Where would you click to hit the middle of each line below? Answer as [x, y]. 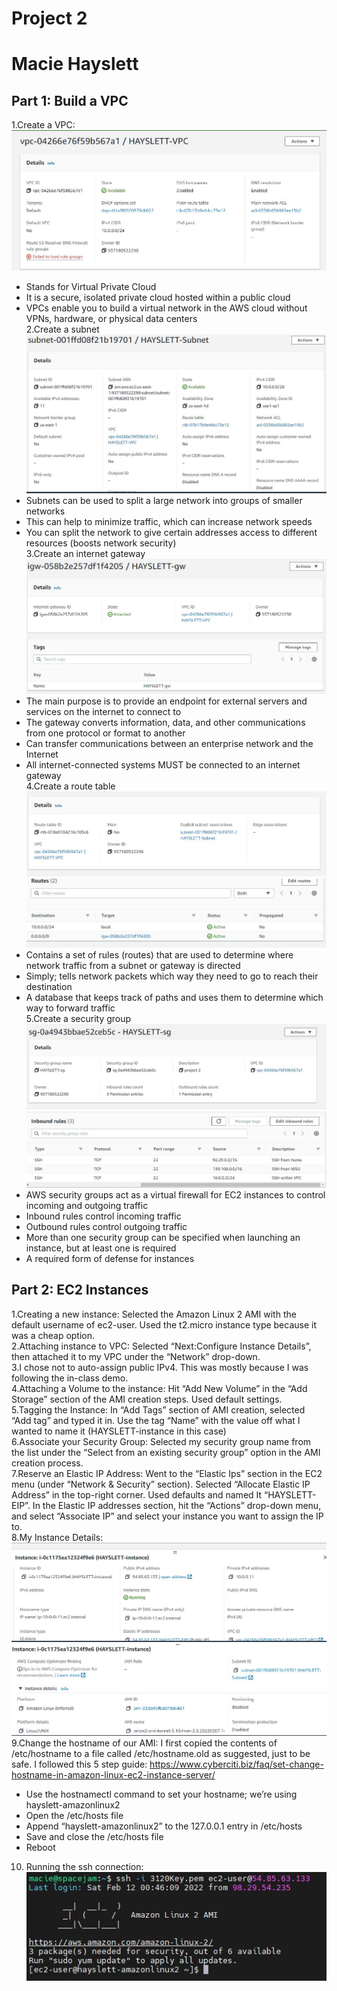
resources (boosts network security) [101, 543]
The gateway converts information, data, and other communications [165, 723]
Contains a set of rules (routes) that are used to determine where [159, 954]
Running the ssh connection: [84, 1867]
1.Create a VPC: [43, 125]
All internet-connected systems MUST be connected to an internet [163, 765]
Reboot [40, 1848]
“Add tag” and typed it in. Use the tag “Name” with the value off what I [156, 1420]
